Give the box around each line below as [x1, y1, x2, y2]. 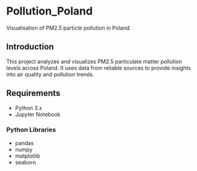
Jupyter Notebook [15, 111, 60, 118]
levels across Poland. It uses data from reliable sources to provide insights [6, 64, 192, 71]
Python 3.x [15, 104, 42, 111]
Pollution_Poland [6, 4, 93, 18]
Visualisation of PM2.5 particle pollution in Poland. [6, 24, 132, 31]
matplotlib [15, 152, 40, 160]
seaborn [15, 158, 36, 166]
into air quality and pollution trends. [6, 71, 95, 78]
